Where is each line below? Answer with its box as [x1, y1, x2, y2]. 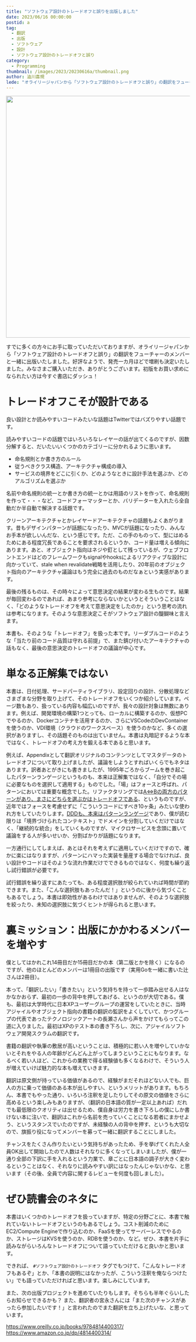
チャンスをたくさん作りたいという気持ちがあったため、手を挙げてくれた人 [6, 1140, 185, 1147]
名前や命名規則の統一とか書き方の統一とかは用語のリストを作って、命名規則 [6, 490, 190, 497]
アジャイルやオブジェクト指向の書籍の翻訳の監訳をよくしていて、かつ [6, 1008, 174, 1015]
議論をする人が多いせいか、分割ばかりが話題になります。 [6, 832, 144, 839]
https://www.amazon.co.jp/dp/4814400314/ [6, 1329, 112, 1336]
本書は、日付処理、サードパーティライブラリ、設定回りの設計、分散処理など [6, 687, 190, 695]
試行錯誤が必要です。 [10, 866, 62, 874]
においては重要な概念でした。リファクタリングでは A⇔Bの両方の [21, 788, 178, 795]
